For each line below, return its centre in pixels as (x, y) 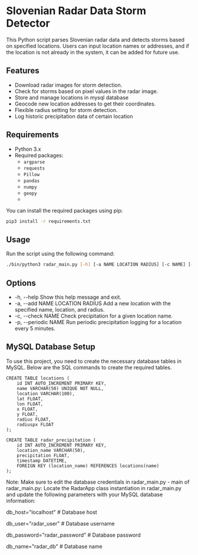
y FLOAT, (27, 414)
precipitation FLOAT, (43, 455)
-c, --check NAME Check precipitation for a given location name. (93, 316)
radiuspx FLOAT (35, 424)
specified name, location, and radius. (60, 309)
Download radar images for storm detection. (68, 85)
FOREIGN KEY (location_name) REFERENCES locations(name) (88, 466)
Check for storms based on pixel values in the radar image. (86, 91)
